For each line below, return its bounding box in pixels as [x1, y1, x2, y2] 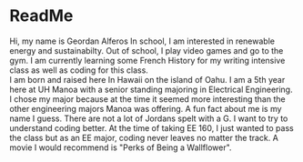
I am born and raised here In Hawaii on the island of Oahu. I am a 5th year [9, 74, 286, 85]
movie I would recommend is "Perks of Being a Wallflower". [9, 142, 232, 153]
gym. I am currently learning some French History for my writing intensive [9, 55, 286, 66]
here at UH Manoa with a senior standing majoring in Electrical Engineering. [9, 84, 293, 95]
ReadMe [9, 5, 74, 26]
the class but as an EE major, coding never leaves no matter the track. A [9, 132, 279, 143]
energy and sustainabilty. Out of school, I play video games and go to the [9, 45, 284, 56]
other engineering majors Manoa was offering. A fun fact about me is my [9, 103, 282, 114]
